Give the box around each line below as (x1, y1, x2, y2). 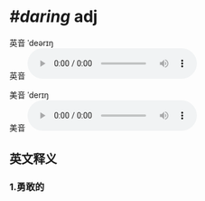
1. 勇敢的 (9, 181, 45, 194)
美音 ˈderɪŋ (9, 89, 50, 100)
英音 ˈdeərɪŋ (9, 37, 54, 48)
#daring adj (9, 6, 98, 27)
